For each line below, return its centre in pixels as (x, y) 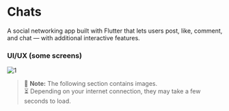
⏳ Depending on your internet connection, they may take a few (112, 91)
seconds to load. (48, 101)
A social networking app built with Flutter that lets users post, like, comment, (115, 31)
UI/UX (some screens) (44, 55)
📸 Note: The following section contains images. (91, 84)
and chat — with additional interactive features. (73, 37)
